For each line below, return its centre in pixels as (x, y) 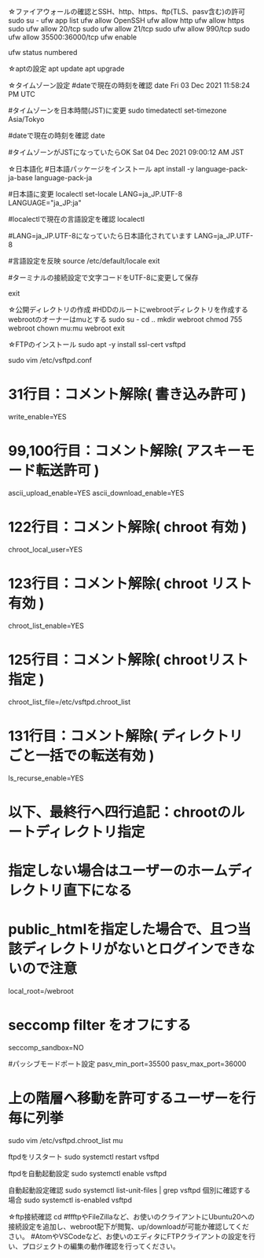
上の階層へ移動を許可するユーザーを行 (132, 1099)
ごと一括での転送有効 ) (81, 756)
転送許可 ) (68, 471)
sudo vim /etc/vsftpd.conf (50, 360)
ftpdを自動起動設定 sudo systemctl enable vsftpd (88, 1173)
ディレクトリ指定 (90, 832)
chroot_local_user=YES (46, 549)
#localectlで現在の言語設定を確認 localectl (77, 219)
